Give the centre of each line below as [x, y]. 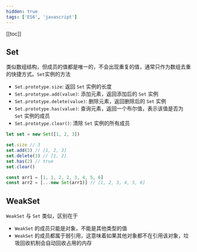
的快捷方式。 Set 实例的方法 [38, 74]
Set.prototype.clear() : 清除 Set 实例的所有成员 [72, 123]
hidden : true [22, 11]
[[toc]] [14, 33]
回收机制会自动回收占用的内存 [56, 243]
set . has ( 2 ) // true [30, 161]
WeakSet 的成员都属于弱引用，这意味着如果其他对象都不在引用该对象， [99, 236]
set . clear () [21, 167]
